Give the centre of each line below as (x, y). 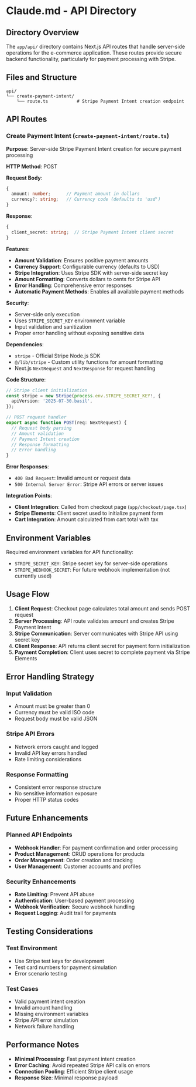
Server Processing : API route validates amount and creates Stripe (94, 621)
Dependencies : (25, 344)
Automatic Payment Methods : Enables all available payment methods (99, 291)
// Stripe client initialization (47, 390)
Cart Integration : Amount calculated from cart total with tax (87, 519)
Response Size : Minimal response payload (66, 1078)
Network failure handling (44, 1026)
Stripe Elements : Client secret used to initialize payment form (89, 513)
